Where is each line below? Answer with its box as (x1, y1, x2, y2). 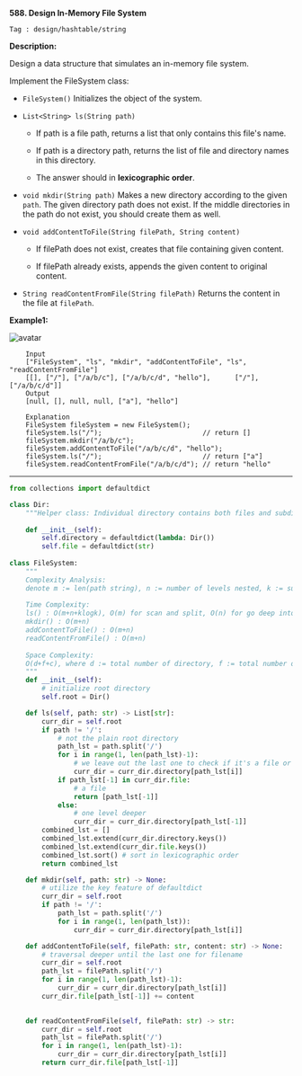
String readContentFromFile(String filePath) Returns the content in (22, 288, 280, 298)
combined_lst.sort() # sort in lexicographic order (41, 850, 240, 859)
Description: (9, 40, 57, 51)
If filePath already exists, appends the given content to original (35, 261, 268, 271)
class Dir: (9, 500, 50, 509)
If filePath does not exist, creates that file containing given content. (35, 244, 285, 254)
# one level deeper (73, 809, 147, 818)
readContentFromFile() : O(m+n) (25, 634, 147, 643)
